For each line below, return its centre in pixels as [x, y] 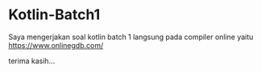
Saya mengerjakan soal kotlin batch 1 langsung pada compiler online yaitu [131, 37]
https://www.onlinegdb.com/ [56, 45]
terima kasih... [32, 61]
